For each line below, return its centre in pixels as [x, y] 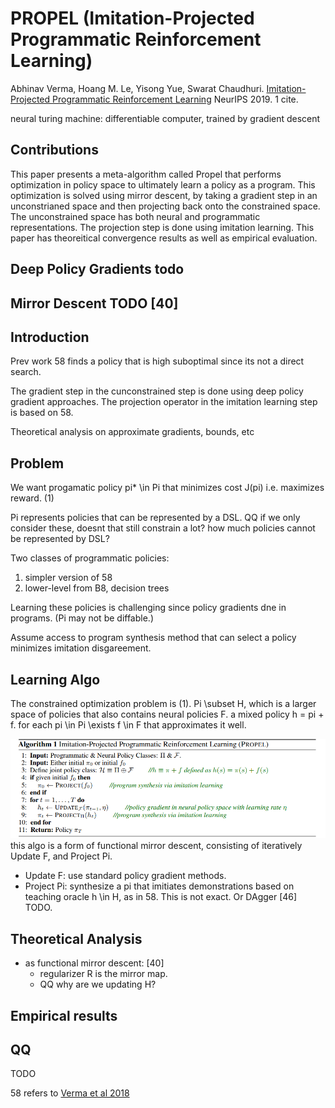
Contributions [54, 150]
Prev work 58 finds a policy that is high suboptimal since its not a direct [157, 361]
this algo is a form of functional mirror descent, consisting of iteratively [156, 846]
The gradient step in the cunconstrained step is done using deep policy [157, 391]
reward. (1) [32, 498]
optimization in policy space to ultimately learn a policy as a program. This [163, 184]
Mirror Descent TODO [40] [94, 303]
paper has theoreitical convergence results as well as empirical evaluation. [164, 238]
